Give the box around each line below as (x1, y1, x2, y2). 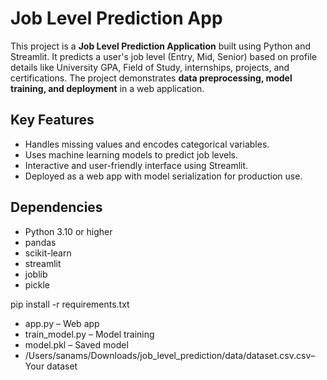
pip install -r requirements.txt (10, 298, 130, 310)
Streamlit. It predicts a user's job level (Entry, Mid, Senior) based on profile (10, 50, 317, 62)
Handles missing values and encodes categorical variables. (24, 138, 270, 150)
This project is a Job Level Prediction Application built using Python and (10, 40, 312, 52)
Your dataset (24, 360, 78, 372)
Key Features (10, 112, 95, 129)
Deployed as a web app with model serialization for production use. (24, 170, 303, 182)
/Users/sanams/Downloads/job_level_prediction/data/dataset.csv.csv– (24, 349, 316, 361)
